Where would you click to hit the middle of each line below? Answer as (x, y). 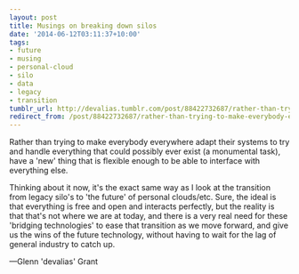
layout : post (33, 17)
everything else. (39, 171)
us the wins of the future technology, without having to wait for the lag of (143, 235)
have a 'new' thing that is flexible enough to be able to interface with (135, 161)
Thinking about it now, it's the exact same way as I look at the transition (140, 188)
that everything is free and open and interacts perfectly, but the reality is (142, 206)
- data (21, 84)
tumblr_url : (31, 109)
